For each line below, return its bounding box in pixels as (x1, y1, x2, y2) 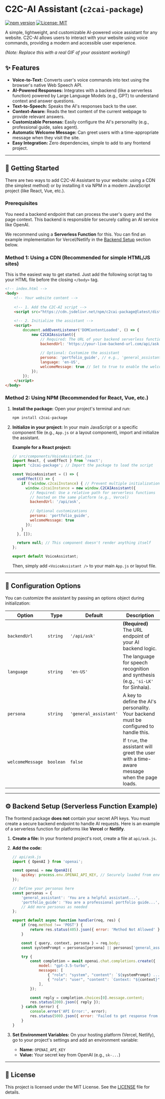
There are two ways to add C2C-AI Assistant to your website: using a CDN (5, 177, 156, 183)
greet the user (122, 749, 156, 756)
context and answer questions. (12, 98, 75, 104)
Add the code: (12, 845, 42, 851)
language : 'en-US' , (40, 360, 80, 365)
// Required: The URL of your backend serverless (40, 337, 144, 342)
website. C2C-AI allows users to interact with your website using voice (5, 35, 148, 41)
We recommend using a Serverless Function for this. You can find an (5, 231, 146, 237)
